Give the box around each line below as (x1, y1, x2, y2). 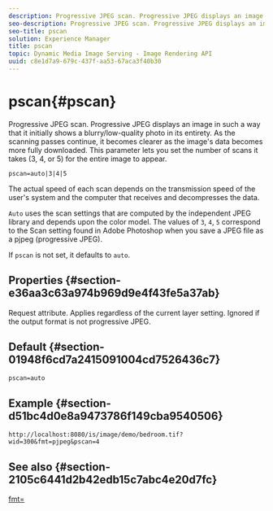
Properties (8, 273, 63, 287)
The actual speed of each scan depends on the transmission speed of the (8, 184, 256, 194)
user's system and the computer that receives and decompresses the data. (8, 192, 260, 202)
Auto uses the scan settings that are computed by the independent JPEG (8, 208, 252, 218)
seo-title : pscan (8, 27, 67, 35)
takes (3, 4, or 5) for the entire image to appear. (8, 154, 167, 164)
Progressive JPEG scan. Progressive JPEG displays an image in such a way (8, 119, 261, 129)
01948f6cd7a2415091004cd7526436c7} (8, 353, 221, 367)
